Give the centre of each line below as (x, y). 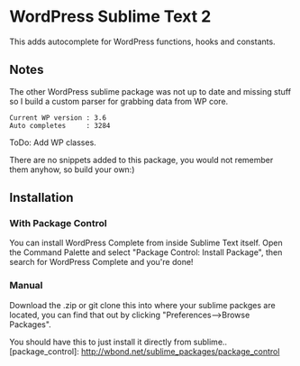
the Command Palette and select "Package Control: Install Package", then (146, 252)
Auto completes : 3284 (60, 125)
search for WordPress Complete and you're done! (101, 262)
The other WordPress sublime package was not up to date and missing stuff (150, 91)
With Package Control (58, 224)
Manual (26, 286)
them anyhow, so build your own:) (72, 169)
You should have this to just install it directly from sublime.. (118, 342)
